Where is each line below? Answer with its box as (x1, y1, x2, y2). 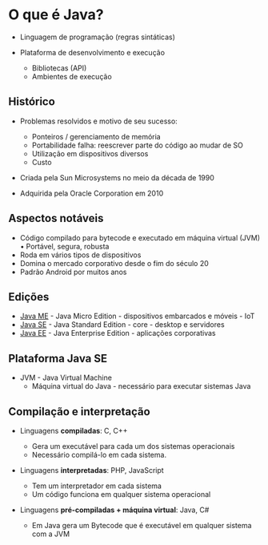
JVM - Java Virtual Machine (19, 373, 112, 382)
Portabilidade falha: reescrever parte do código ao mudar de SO (31, 140, 244, 150)
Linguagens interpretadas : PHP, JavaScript (19, 466, 164, 474)
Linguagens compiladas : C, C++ (19, 426, 128, 435)
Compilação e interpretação (8, 405, 150, 418)
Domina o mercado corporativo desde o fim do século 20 (19, 258, 210, 268)
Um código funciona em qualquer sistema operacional (31, 490, 211, 499)
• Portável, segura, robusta (19, 241, 110, 251)
